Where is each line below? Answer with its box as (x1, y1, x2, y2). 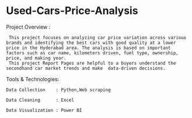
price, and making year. (6, 55, 67, 61)
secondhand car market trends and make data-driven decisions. (6, 65, 166, 71)
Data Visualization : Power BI (6, 107, 82, 113)
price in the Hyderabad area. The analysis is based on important (6, 45, 171, 51)
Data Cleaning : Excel (6, 97, 75, 103)
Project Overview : (6, 23, 51, 30)
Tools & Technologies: (6, 75, 60, 82)
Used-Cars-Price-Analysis (6, 4, 138, 18)
